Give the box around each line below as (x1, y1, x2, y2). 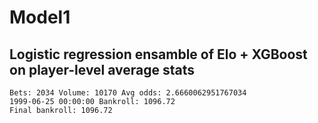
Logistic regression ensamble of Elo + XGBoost (9, 46, 308, 63)
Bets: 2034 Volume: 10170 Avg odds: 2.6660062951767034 (9, 88, 247, 98)
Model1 (9, 6, 71, 29)
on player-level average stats (9, 61, 196, 78)
